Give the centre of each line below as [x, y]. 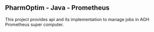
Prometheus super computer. [34, 24]
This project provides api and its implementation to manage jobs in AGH [77, 19]
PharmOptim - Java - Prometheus [57, 8]
